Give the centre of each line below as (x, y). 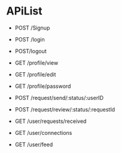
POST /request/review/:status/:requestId (65, 109)
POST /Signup (32, 28)
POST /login (30, 39)
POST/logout (31, 51)
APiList (24, 11)
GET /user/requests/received (51, 121)
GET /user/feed (34, 144)
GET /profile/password (43, 86)
